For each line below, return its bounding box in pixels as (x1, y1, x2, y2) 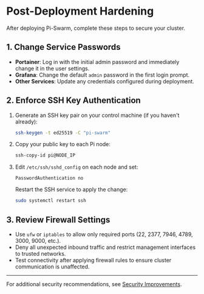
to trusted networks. (15, 250, 66, 257)
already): (15, 117, 38, 125)
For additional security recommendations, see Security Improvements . (6, 281, 182, 287)
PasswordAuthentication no (15, 175, 84, 181)
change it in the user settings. (15, 65, 90, 72)
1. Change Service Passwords (6, 42, 121, 52)
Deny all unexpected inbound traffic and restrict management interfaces (15, 243, 196, 251)
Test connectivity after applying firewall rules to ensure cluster (15, 257, 172, 264)
